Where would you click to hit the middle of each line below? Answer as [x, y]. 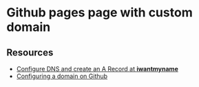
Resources [30, 52]
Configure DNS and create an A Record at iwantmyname [97, 69]
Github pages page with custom [100, 13]
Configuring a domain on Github [62, 76]
